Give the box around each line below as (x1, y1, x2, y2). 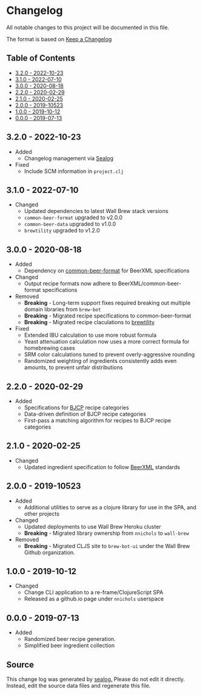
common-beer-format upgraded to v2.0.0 (24, 214, 123, 222)
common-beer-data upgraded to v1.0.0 (24, 220, 116, 228)
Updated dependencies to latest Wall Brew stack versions (24, 208, 169, 215)
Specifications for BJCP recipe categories (24, 404, 129, 411)
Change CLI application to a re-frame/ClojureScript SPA (24, 589, 164, 596)
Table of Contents (6, 53, 76, 64)
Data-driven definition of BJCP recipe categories (24, 410, 147, 418)
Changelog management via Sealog (24, 154, 114, 161)
